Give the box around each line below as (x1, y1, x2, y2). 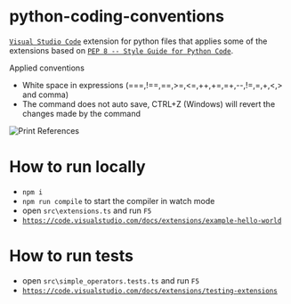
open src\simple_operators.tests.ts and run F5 (21, 275, 200, 286)
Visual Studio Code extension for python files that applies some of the (9, 36, 268, 46)
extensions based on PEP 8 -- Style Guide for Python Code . (9, 45, 234, 55)
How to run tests (9, 246, 133, 267)
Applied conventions (9, 62, 85, 73)
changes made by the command (21, 108, 141, 119)
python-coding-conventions (9, 6, 225, 27)
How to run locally (9, 157, 146, 177)
